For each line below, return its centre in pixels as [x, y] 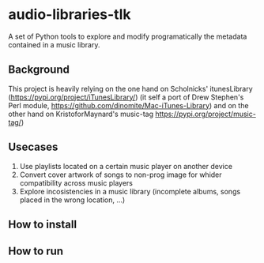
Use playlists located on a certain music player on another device [126, 166]
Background [39, 70]
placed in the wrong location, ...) [72, 200]
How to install [43, 224]
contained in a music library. [54, 44]
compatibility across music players [76, 182]
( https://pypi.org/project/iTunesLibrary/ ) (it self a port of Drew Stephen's [126, 97]
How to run [36, 252]
